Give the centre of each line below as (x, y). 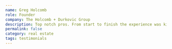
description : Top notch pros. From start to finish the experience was (83, 24)
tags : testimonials (26, 39)
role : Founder (20, 15)
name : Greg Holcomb (26, 10)
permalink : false (24, 29)
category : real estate (29, 34)
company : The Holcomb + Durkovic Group (48, 19)
